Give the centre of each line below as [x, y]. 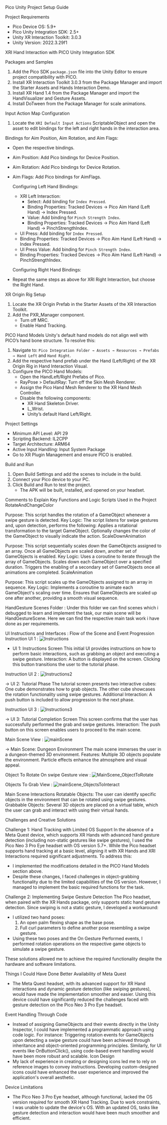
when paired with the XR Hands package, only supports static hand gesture [83, 902]
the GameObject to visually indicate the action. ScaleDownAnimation [76, 536]
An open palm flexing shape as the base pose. [68, 922]
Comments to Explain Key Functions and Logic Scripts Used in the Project [81, 500]
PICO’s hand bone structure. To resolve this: [50, 340]
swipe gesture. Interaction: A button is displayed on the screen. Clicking [86, 659]
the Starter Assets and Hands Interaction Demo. [62, 88]
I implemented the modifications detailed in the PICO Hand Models [81, 866]
